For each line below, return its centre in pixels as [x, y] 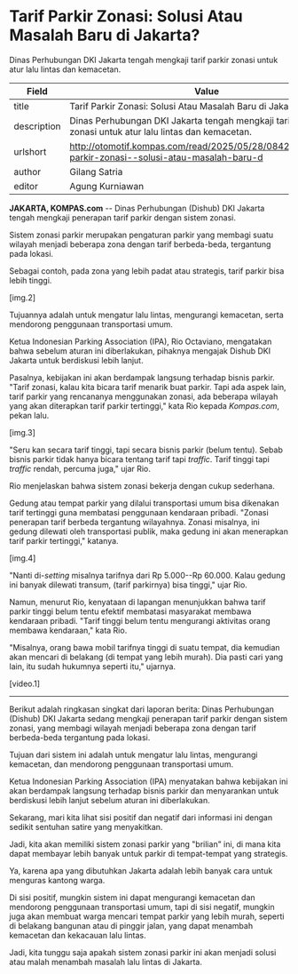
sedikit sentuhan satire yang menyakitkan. [86, 826]
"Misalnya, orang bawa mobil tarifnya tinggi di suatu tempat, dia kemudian [145, 647]
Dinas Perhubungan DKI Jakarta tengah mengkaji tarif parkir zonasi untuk [144, 60]
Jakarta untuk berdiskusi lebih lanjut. [76, 360]
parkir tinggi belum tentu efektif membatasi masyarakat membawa [130, 611]
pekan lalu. [29, 415]
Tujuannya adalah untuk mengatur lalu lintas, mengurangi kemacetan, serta [146, 315]
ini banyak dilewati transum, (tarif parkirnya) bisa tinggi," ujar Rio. [129, 585]
